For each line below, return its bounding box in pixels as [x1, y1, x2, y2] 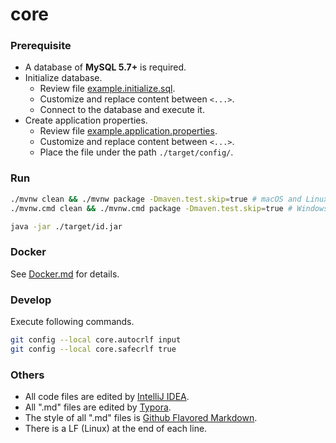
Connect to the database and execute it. [39, 104, 205, 116]
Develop [10, 293, 52, 307]
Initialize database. [24, 72, 103, 84]
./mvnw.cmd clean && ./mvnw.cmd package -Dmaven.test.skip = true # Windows [10, 203, 329, 213]
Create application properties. [24, 114, 148, 127]
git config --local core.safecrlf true [10, 344, 177, 354]
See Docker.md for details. [10, 268, 120, 280]
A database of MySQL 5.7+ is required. [24, 61, 187, 73]
